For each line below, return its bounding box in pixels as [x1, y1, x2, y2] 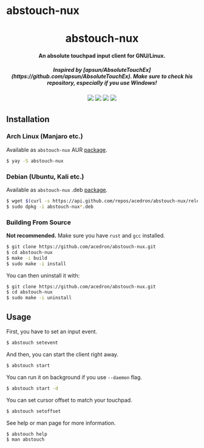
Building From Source [6, 218, 71, 226]
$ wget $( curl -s [6, 198, 50, 204]
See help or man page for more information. [6, 419, 117, 427]
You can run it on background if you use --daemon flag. [6, 373, 143, 381]
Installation [6, 114, 50, 124]
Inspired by [53, 66, 83, 73]
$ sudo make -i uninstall [6, 295, 72, 301]
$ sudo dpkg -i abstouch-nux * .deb [6, 204, 94, 210]
